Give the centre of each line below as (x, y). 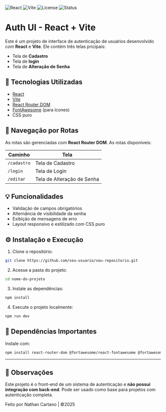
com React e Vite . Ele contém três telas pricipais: (55, 46)
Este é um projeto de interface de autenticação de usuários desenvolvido (80, 41)
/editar (17, 179)
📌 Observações (29, 372)
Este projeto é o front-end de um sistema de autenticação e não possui (78, 384)
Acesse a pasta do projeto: (40, 270)
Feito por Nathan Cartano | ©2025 (40, 405)
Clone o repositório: (32, 251)
